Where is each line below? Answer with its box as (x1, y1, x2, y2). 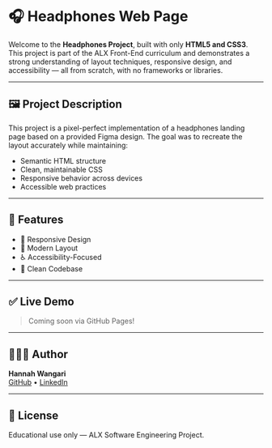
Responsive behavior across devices (19, 173, 143, 183)
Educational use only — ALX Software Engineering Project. (8, 430, 205, 439)
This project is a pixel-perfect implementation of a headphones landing (8, 123, 245, 133)
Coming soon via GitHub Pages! (28, 316, 135, 326)
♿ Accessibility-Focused (19, 252, 102, 262)
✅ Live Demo (8, 294, 74, 309)
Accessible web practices (19, 181, 107, 191)
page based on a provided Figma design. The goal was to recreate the (8, 131, 243, 141)
